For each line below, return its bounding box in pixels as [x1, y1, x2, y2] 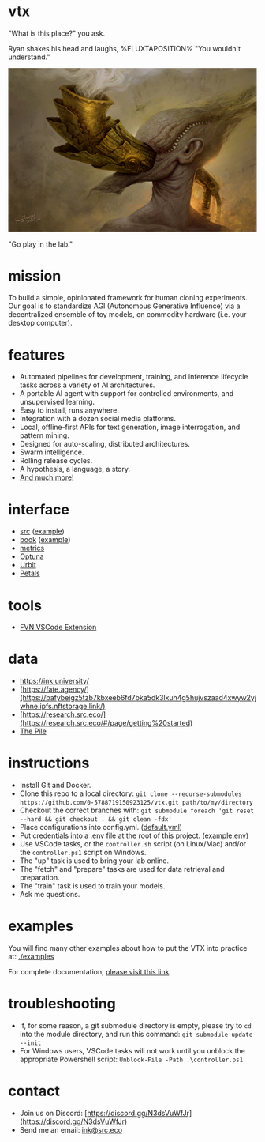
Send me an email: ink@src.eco [19, 1125, 123, 1134]
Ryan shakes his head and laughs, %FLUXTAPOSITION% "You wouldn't [8, 43, 241, 53]
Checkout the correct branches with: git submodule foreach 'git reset [19, 805, 255, 816]
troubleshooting [8, 995, 116, 1013]
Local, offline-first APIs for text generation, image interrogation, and [19, 422, 241, 432]
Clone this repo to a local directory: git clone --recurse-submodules [19, 789, 242, 798]
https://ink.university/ [19, 677, 89, 686]
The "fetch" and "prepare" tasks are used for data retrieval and [19, 865, 225, 874]
